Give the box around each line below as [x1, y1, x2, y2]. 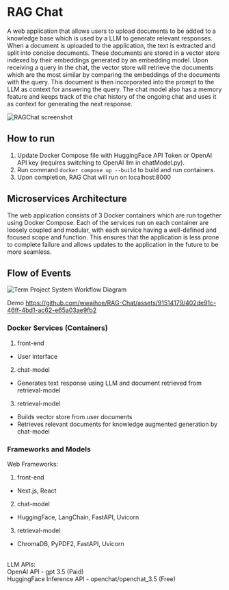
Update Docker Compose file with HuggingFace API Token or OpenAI [16, 151, 213, 159]
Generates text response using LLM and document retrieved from [16, 379, 202, 387]
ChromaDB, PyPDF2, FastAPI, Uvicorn [16, 539, 124, 547]
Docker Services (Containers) [7, 323, 108, 333]
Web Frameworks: [7, 460, 59, 468]
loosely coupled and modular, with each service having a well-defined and [7, 226, 217, 234]
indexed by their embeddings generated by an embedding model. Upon [7, 56, 208, 64]
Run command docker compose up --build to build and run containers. [16, 165, 215, 174]
